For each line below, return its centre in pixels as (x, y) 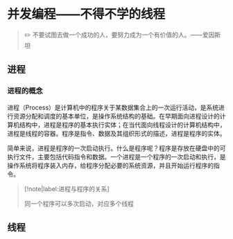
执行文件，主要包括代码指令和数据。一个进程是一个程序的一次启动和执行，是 (116, 157)
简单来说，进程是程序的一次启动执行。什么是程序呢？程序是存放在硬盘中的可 (116, 148)
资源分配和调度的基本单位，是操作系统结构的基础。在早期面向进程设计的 (116, 116)
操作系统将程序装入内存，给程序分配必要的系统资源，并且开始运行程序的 (110, 165)
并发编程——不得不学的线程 (86, 14)
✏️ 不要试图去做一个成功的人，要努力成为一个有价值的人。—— (113, 35)
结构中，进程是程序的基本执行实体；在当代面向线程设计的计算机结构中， (122, 125)
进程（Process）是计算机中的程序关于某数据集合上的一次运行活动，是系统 (113, 107)
